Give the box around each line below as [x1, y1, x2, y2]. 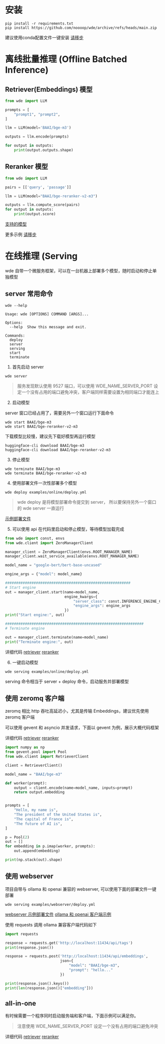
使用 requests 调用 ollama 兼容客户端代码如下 [5, 922, 97, 928]
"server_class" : [73, 599, 107, 604]
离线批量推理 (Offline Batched [5, 54, 127, 65]
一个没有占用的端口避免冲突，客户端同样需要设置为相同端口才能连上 [21, 389, 160, 395]
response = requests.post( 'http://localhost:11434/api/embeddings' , [5, 954, 148, 959]
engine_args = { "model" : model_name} [5, 572, 82, 577]
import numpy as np [5, 745, 45, 750]
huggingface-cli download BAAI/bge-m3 [5, 443, 84, 448]
